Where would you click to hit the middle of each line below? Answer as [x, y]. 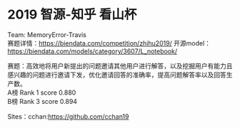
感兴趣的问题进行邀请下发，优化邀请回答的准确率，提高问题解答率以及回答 [117, 75]
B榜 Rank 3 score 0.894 [42, 101]
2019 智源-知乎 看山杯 [72, 15]
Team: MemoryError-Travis [47, 34]
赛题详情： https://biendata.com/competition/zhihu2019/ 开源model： [109, 43]
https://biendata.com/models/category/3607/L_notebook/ [92, 51]
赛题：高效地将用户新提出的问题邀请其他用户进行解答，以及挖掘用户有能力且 [120, 65]
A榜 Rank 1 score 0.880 [42, 92]
